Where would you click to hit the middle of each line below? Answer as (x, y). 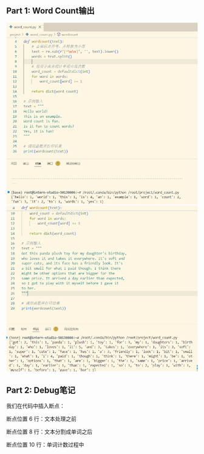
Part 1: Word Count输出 (51, 11)
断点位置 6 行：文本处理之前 (42, 419)
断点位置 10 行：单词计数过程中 (45, 445)
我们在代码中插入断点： (36, 406)
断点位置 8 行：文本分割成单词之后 (49, 432)
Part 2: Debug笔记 (41, 390)
